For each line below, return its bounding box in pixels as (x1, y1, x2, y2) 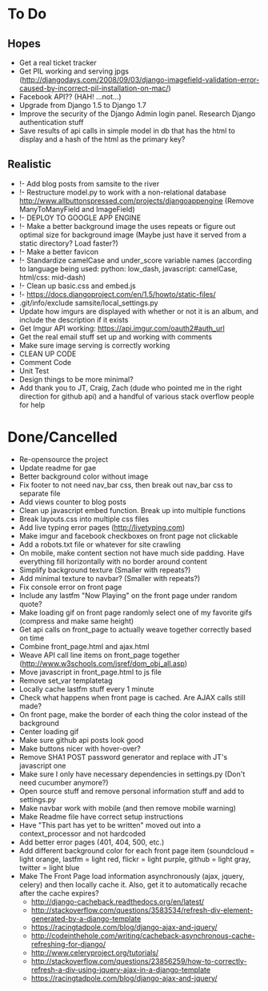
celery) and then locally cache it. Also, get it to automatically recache (18, 880, 247, 889)
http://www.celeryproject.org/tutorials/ (30, 948, 159, 957)
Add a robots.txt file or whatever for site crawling (18, 540, 182, 549)
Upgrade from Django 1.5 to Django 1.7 (18, 101, 147, 110)
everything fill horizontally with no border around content (18, 556, 207, 566)
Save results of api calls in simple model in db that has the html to (18, 126, 235, 135)
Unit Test (18, 366, 50, 375)
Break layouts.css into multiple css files (18, 514, 150, 524)
